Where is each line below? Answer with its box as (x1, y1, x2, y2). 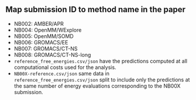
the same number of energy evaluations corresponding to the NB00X (13, 82, 181, 89)
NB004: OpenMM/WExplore (13, 26, 82, 33)
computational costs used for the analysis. (13, 64, 116, 71)
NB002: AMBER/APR (13, 20, 64, 27)
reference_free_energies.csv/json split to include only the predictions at (13, 76, 190, 83)
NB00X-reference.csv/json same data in (13, 70, 109, 77)
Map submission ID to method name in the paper (5, 5, 185, 15)
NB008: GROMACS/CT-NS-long (13, 51, 91, 58)
